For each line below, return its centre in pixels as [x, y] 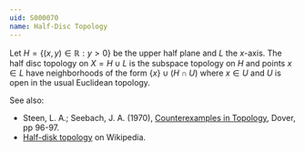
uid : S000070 [34, 18]
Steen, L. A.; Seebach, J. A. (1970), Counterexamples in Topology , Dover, [159, 117]
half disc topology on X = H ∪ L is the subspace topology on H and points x [151, 63]
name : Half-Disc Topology [58, 26]
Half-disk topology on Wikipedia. [84, 137]
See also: [27, 100]
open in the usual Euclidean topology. [80, 82]
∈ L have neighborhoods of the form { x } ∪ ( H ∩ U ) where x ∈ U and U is [146, 73]
